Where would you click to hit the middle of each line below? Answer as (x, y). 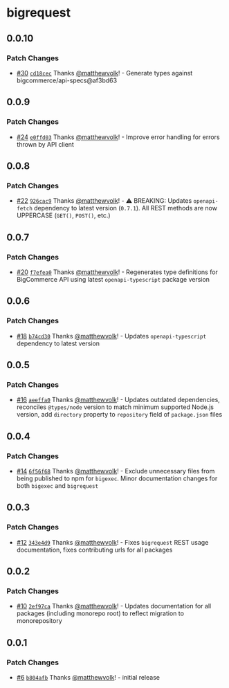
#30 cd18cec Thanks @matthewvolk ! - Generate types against (104, 73)
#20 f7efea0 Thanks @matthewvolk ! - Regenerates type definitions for (117, 272)
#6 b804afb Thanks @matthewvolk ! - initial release (88, 678)
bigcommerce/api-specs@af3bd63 (67, 80)
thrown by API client (45, 144)
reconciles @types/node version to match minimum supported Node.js (115, 407)
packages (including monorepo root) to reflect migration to (100, 613)
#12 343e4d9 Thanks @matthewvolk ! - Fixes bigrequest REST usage (112, 542)
